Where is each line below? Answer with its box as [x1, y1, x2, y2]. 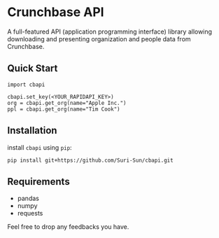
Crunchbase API [7, 4, 104, 20]
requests [17, 209, 43, 218]
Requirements [7, 176, 70, 188]
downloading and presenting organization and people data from [7, 34, 191, 43]
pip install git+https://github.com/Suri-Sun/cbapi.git [7, 157, 174, 164]
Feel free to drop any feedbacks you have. [7, 223, 129, 231]
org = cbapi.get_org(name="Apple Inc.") [7, 99, 127, 106]
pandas [17, 194, 40, 203]
